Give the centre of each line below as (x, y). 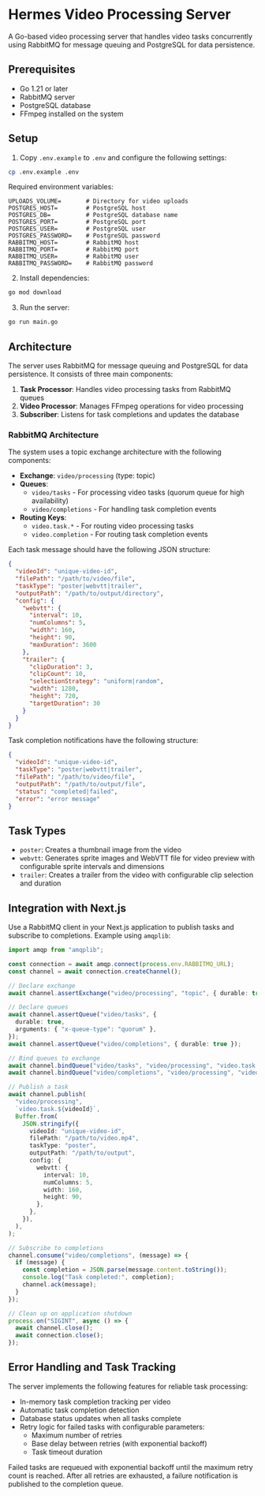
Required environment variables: (61, 187)
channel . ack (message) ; (60, 1285)
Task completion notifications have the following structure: (103, 741)
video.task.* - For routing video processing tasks (113, 526)
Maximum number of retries (77, 1435)
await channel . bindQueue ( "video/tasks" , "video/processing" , (111, 1065)
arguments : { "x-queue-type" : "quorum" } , (86, 1030)
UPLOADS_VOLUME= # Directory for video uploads (99, 201)
